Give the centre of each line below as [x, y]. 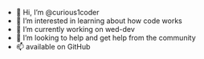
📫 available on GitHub [53, 47]
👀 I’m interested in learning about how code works [99, 21]
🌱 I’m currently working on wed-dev [75, 29]
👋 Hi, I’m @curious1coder [57, 12]
